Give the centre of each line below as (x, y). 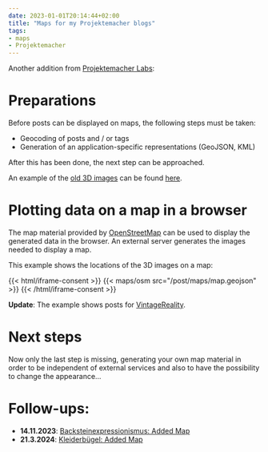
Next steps (45, 337)
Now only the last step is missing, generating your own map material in (125, 359)
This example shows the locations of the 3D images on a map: (111, 265)
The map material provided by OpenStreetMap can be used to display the (129, 232)
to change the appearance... (55, 376)
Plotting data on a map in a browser (128, 210)
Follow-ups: (49, 409)
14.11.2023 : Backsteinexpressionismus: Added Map (105, 430)
